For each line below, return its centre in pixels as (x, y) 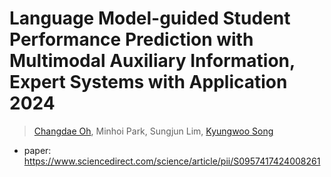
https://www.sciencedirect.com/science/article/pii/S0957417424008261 (172, 161)
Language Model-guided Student (150, 18)
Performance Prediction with (131, 39)
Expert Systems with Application (148, 82)
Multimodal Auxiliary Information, (152, 61)
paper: (37, 150)
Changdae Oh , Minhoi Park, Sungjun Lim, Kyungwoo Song (153, 131)
